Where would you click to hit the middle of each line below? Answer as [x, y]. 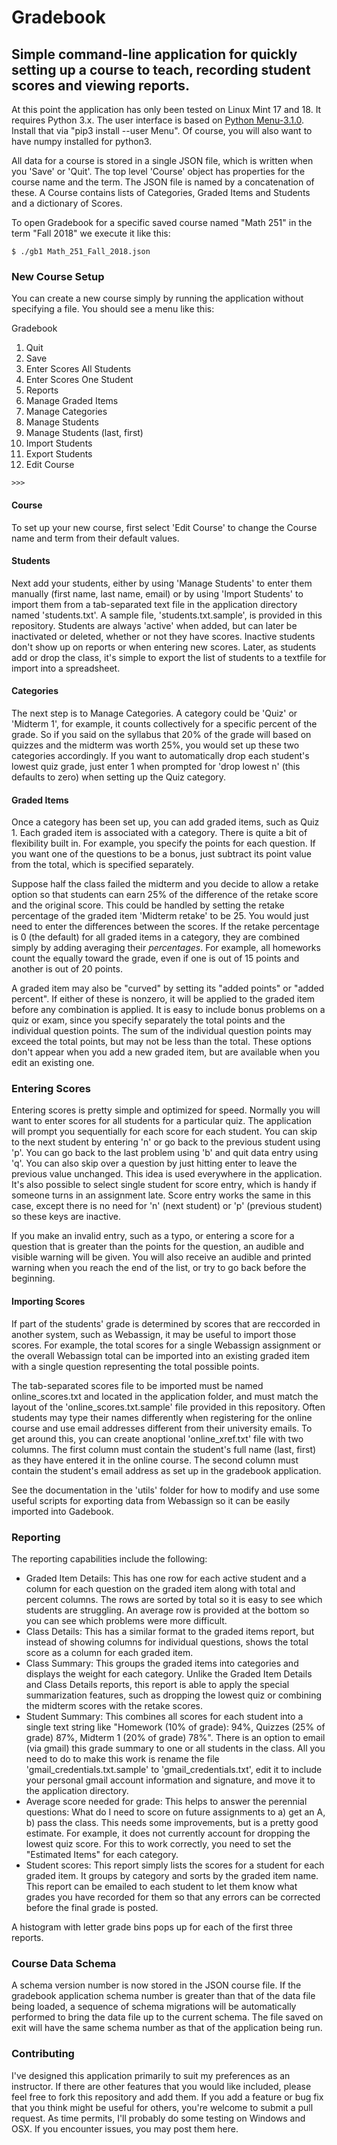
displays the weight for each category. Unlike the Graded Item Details [169, 1673]
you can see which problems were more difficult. [126, 1620]
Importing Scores [48, 1301]
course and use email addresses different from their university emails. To [162, 1428]
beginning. [33, 1278]
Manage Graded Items [72, 401]
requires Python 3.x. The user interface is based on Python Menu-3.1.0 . [158, 120]
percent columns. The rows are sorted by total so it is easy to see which [174, 1599]
